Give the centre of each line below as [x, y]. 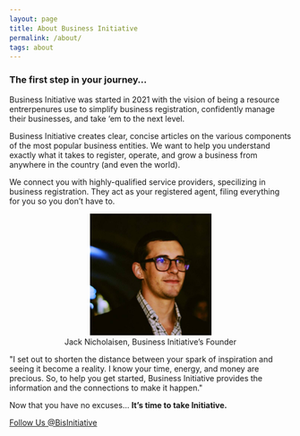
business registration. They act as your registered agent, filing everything [145, 191]
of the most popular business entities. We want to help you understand [140, 145]
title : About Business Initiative [74, 28]
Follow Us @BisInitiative [53, 423]
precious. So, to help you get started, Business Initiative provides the [136, 378]
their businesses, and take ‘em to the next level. [97, 118]
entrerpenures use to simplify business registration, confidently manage [142, 109]
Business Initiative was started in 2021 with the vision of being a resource [145, 100]
